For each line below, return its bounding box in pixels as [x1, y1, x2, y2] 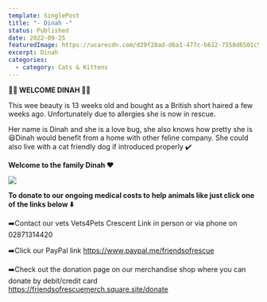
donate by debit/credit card [8, 276, 98, 285]
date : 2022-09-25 [8, 33, 66, 42]
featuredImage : [8, 41, 59, 49]
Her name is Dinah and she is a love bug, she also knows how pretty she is [8, 124, 253, 134]
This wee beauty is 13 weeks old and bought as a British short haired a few [8, 100, 253, 110]
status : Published [8, 26, 69, 34]
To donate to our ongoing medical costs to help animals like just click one [8, 190, 255, 199]
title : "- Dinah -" [8, 19, 73, 27]
